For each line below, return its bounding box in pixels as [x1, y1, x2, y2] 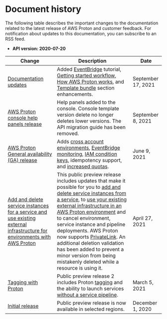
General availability [7, 151, 52, 158]
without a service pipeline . [57, 291, 118, 298]
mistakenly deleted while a [57, 258, 119, 265]
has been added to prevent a [57, 246, 124, 253]
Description [78, 57, 107, 64]
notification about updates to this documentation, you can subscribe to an [5, 30, 157, 36]
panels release [7, 121, 42, 128]
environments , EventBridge [57, 144, 120, 151]
